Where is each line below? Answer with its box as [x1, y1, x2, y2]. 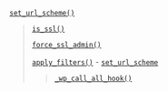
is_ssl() [31, 25, 65, 34]
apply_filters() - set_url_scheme [31, 56, 159, 67]
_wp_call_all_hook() [54, 74, 133, 83]
